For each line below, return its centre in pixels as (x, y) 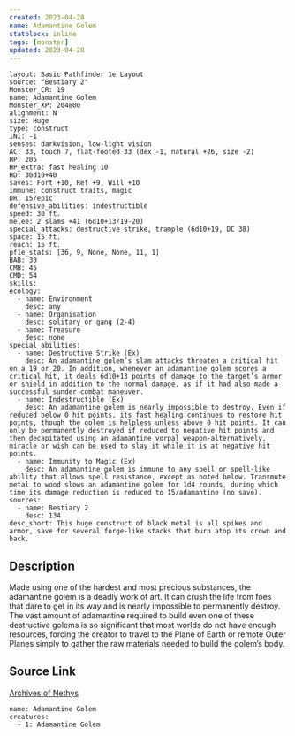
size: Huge (29, 121)
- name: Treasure (49, 330)
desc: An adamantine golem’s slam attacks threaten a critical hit (151, 361)
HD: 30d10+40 (33, 175)
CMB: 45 (23, 268)
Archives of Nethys (44, 693)
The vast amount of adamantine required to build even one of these (132, 615)
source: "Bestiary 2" (49, 82)
